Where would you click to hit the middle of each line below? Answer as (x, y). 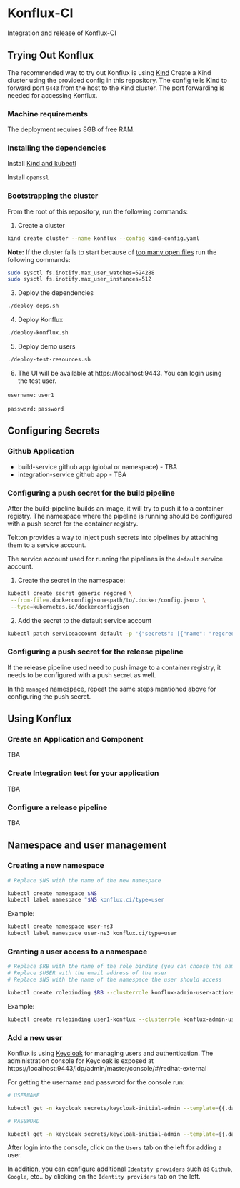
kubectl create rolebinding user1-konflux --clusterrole (94, 1019)
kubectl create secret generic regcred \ (70, 593)
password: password (36, 409)
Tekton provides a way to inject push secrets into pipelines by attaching (113, 537)
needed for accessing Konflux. (52, 95)
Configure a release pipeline (57, 807)
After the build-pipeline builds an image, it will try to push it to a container (115, 508)
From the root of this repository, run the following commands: (97, 211)
